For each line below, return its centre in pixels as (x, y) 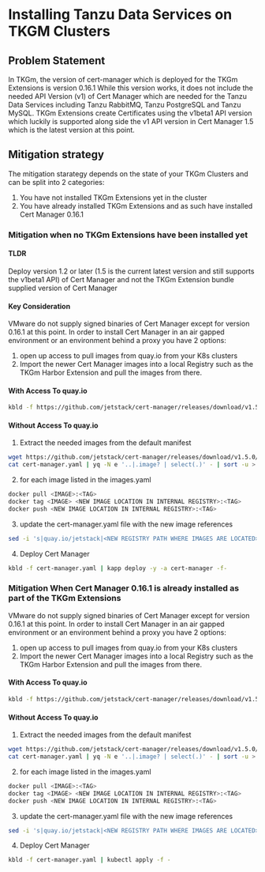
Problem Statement (57, 60)
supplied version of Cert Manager (63, 288)
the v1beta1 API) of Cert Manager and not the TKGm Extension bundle (121, 279)
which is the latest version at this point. (72, 130)
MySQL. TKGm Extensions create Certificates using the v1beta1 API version (130, 113)
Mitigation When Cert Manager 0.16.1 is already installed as (123, 588)
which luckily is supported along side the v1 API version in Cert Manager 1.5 (131, 121)
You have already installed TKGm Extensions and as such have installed (136, 206)
